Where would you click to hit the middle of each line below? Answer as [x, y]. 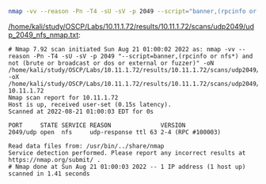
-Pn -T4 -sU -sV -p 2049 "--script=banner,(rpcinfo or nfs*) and [143, 56]
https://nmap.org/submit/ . [55, 160]
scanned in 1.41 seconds [49, 174]
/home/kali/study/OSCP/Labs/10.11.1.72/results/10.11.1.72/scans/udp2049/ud [131, 26]
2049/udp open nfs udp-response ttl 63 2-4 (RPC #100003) [115, 132]
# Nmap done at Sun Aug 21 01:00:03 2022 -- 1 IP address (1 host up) [127, 167]
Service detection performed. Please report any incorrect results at [127, 153]
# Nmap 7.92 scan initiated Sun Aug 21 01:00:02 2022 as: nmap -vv [122, 49]
